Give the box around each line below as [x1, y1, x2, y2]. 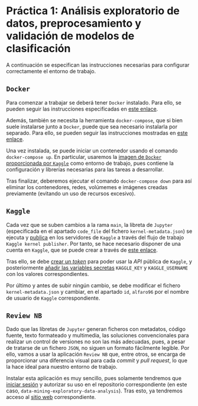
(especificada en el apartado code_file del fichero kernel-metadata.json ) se [6, 228, 193, 235]
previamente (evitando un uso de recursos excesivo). [6, 190, 136, 197]
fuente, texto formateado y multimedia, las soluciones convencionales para [6, 332, 189, 339]
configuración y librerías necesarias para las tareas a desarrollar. [6, 165, 164, 173]
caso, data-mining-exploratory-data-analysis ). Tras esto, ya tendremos [6, 387, 183, 394]
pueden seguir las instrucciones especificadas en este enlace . [6, 105, 158, 112]
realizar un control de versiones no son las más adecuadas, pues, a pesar [6, 338, 186, 345]
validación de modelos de [6, 30, 135, 43]
